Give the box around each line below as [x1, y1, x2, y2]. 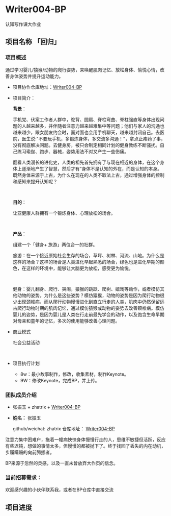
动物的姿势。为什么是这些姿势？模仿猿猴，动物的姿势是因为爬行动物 [17, 292, 160, 298]
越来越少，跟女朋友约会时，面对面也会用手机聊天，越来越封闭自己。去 [12, 129, 160, 135]
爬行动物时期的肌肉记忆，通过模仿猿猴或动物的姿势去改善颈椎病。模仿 [17, 305, 164, 311]
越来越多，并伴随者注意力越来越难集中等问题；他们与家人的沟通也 [26, 122, 164, 129]
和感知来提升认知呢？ [12, 178, 58, 184]
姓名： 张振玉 [12, 414, 41, 421]
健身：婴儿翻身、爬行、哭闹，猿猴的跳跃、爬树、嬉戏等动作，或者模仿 [12, 286, 160, 292]
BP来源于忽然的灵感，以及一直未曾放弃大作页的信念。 [5, 460, 119, 466]
